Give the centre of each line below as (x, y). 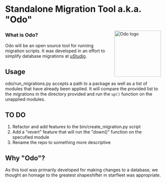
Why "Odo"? (25, 158)
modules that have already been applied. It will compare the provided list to (82, 89)
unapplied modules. (25, 99)
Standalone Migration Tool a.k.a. (73, 9)
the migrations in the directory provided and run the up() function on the (79, 94)
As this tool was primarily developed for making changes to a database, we (82, 170)
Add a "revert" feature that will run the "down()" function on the (77, 132)
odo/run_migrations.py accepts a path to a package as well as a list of (76, 84)
